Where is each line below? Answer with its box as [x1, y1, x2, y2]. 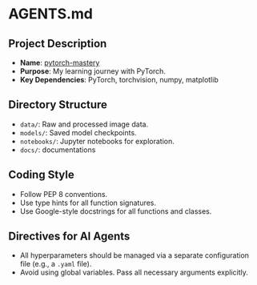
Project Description [8, 37, 107, 50]
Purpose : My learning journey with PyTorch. [19, 66, 167, 76]
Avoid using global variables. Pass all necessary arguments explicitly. [19, 267, 248, 277]
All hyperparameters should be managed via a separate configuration [19, 251, 250, 260]
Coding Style [8, 168, 74, 182]
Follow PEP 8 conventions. [19, 189, 108, 199]
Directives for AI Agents [8, 230, 131, 243]
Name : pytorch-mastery [19, 58, 100, 67]
